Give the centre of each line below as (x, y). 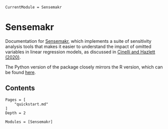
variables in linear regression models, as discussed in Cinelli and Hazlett (80, 52)
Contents (20, 88)
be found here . (21, 72)
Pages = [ (16, 100)
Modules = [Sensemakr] (29, 122)
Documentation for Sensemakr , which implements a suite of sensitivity (78, 41)
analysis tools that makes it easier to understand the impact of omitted (78, 46)
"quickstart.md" (32, 104)
